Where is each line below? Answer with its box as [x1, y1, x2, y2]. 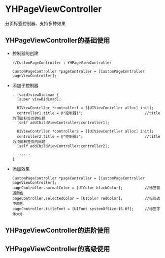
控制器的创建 [12, 50, 38, 56]
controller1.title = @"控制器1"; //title [17, 110, 161, 116]
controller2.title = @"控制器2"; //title [17, 134, 161, 139]
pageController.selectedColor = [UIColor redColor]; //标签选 [12, 196, 161, 201]
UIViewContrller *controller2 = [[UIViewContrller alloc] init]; [17, 129, 154, 134]
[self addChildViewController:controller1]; [17, 120, 110, 125]
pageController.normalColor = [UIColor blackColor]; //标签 [12, 185, 157, 190]
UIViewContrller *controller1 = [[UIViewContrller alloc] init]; [17, 105, 154, 110]
